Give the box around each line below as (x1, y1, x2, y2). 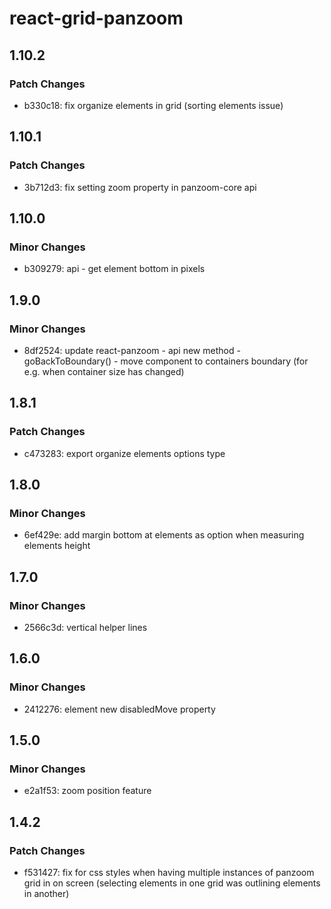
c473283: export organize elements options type (23, 447, 226, 459)
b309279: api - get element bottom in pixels (23, 263, 206, 275)
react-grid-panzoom (9, 7, 184, 30)
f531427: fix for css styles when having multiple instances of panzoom (23, 867, 315, 879)
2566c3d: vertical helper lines (23, 622, 148, 633)
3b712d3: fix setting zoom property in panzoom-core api (23, 181, 257, 193)
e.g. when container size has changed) (23, 365, 185, 377)
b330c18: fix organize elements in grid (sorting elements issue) (23, 99, 284, 111)
